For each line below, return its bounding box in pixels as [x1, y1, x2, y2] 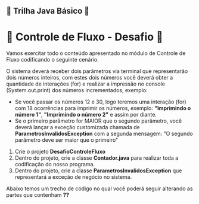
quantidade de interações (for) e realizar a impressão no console [6, 80, 166, 87]
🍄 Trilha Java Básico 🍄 [6, 6, 90, 16]
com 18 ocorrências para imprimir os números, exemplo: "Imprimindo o [14, 105, 191, 112]
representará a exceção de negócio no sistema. [14, 173, 132, 181]
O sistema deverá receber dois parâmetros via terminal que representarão [6, 68, 188, 75]
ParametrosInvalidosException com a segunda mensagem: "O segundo [14, 130, 194, 138]
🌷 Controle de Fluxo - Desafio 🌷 [6, 30, 163, 44]
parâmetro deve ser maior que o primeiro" [14, 136, 119, 144]
